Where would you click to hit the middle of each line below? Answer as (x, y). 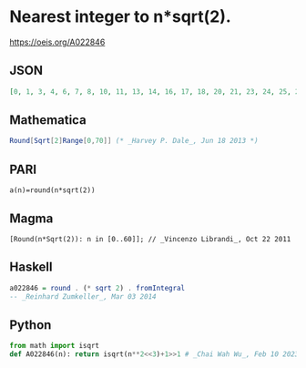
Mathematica (48, 120)
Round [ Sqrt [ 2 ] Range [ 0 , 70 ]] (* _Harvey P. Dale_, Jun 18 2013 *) (134, 141)
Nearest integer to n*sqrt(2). (121, 17)
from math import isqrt (55, 346)
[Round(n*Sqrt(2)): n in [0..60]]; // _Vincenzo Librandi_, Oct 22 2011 (150, 239)
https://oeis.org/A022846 (57, 42)
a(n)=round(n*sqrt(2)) (52, 190)
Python (31, 325)
